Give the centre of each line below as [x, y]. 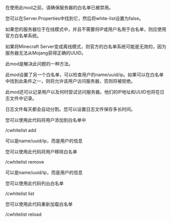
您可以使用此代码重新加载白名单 [39, 204]
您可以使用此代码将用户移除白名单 [41, 152]
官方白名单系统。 [23, 36]
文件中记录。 [23, 98]
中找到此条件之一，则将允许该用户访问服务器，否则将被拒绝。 [70, 81]
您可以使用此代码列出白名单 [35, 183]
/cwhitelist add [21, 130]
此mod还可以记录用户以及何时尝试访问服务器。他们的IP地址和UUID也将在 [83, 92]
